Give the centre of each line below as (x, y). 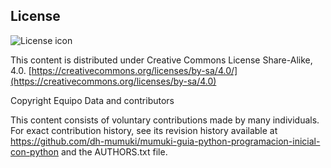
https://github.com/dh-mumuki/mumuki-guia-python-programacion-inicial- (165, 141)
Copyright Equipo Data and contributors (92, 100)
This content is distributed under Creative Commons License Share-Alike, (161, 60)
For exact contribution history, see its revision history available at (144, 130)
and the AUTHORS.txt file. (114, 151)
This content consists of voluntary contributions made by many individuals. (165, 120)
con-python (34, 151)
